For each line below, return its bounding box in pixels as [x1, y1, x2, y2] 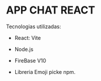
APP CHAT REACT [6, 4, 95, 17]
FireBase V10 [14, 57, 47, 64]
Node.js [14, 45, 34, 53]
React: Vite [14, 34, 41, 41]
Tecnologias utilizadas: [6, 23, 61, 30]
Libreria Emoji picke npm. [14, 68, 76, 75]
